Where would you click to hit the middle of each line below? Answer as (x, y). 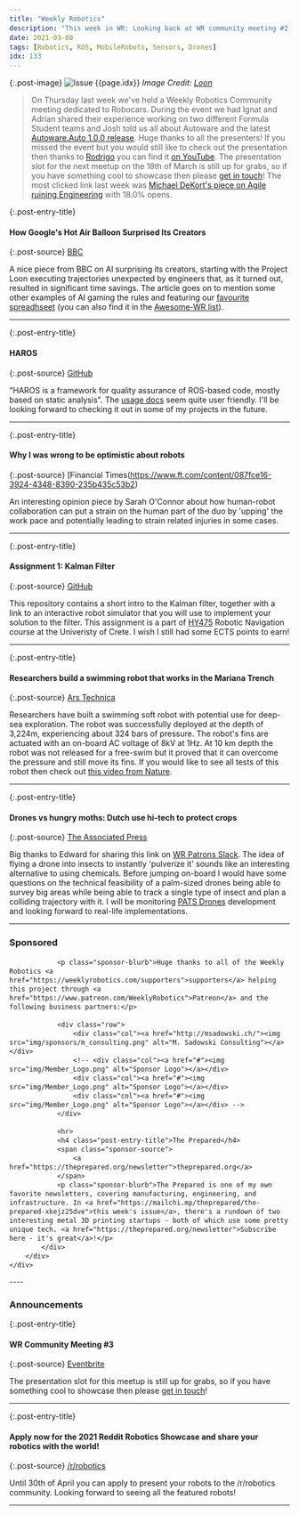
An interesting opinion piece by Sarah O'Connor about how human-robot (142, 501)
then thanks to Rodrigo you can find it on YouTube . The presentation (156, 157)
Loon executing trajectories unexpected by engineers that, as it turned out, (146, 279)
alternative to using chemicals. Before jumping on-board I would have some (148, 873)
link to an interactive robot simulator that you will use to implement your (140, 612)
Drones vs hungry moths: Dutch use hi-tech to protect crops (123, 817)
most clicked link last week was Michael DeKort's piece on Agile (149, 185)
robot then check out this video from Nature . (91, 772)
